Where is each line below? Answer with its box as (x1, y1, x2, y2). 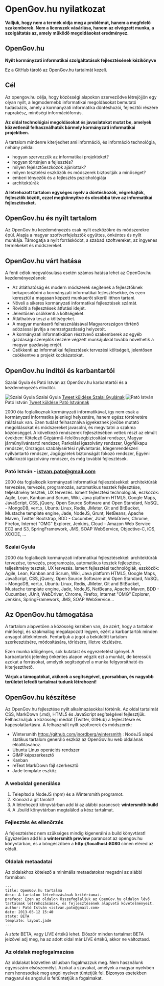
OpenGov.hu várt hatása (5, 256, 82, 265)
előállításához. (12, 742, 42, 748)
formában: (5, 874, 26, 881)
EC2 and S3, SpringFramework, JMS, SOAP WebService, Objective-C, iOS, (5, 526, 156, 532)
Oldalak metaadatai (5, 858, 52, 865)
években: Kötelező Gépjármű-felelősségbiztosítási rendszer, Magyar (5, 435, 143, 441)
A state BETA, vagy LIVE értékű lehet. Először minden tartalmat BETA (5, 931, 144, 937)
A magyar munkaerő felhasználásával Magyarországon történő (12, 321, 140, 327)
